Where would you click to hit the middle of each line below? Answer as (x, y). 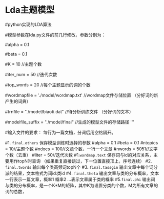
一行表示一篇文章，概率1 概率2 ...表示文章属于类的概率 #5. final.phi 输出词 (80, 179)
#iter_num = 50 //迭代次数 (31, 74)
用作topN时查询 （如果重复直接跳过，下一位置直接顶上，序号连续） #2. (81, 161)
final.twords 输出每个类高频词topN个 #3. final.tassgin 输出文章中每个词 (79, 167)
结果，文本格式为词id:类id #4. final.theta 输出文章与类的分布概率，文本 (86, 173)
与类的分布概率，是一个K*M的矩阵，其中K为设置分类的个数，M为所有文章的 (82, 185)
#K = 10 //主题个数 (23, 64)
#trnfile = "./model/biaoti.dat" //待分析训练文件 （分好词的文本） (69, 111)
